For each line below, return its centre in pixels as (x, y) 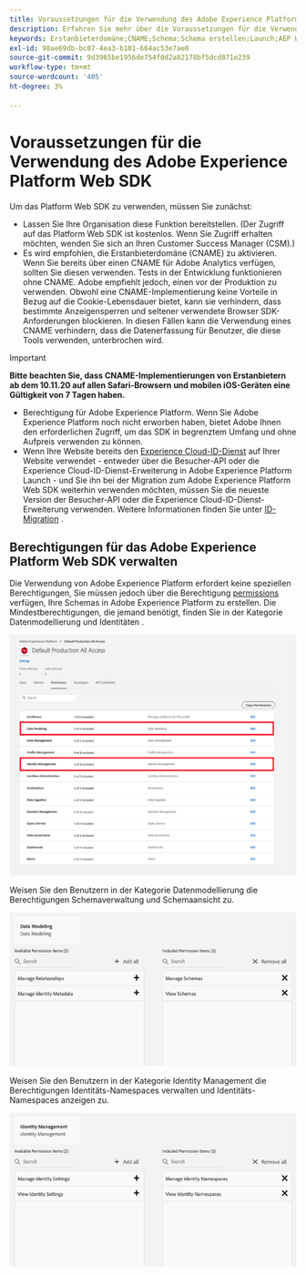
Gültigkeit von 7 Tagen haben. (67, 394)
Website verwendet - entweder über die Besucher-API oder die (141, 461)
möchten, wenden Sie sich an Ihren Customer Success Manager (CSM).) (159, 243)
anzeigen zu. (85, 1100)
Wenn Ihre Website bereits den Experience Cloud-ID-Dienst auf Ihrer (151, 451)
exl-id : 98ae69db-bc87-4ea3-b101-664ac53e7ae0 (99, 48)
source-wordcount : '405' (56, 77)
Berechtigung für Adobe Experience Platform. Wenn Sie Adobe (141, 412)
